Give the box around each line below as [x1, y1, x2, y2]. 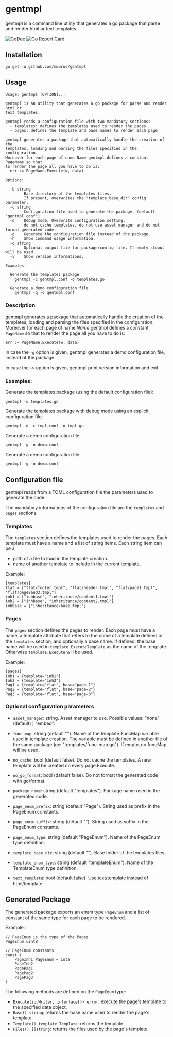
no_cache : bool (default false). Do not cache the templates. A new [12, 756, 151, 763]
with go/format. [12, 777, 46, 784]
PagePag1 [14, 966, 33, 971]
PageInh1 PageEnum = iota [14, 957, 71, 962]
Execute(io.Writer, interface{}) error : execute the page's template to [12, 998, 167, 1005]
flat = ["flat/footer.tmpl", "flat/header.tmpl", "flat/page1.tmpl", [5, 585, 158, 591]
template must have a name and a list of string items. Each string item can [5, 540, 162, 546]
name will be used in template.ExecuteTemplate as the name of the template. [5, 643, 167, 649]
